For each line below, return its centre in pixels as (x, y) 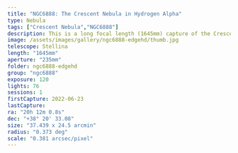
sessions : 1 (25, 92)
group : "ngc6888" (33, 73)
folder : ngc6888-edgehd (42, 66)
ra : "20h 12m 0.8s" (36, 112)
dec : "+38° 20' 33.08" (41, 118)
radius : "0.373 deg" (38, 132)
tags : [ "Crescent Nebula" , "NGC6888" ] (63, 27)
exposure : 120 (28, 79)
